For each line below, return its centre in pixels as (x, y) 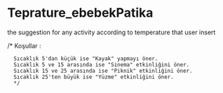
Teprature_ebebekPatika (80, 13)
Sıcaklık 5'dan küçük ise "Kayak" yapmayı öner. (86, 58)
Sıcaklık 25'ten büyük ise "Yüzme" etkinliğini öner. (94, 77)
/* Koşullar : (24, 45)
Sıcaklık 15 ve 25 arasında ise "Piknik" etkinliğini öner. (103, 71)
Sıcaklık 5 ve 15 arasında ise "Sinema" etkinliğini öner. (102, 64)
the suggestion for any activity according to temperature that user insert (111, 32)
